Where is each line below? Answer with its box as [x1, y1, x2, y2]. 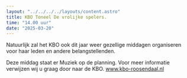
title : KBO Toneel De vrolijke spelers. [6, 14, 108, 20]
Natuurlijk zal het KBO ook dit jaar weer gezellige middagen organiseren [6, 41, 182, 48]
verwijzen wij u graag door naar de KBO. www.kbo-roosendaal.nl [6, 66, 165, 73]
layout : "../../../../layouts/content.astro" [6, 8, 120, 15]
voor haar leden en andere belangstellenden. [6, 48, 115, 55]
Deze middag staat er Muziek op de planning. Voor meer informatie [6, 59, 170, 66]
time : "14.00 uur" [6, 19, 51, 25]
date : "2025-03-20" [6, 25, 54, 31]
